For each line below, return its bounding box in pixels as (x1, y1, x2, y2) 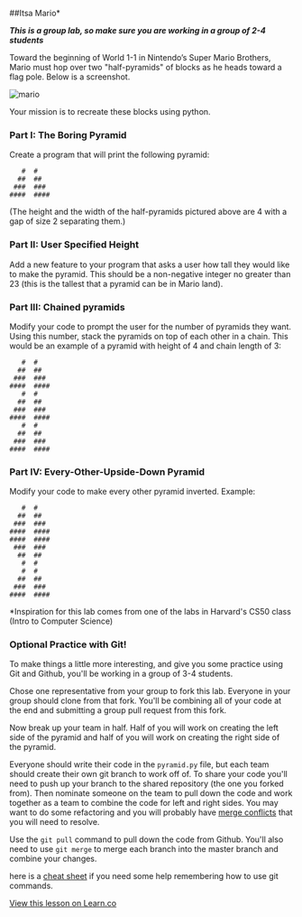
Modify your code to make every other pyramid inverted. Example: (9, 486, 256, 497)
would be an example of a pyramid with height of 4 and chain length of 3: (9, 340, 282, 351)
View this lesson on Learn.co (9, 898, 117, 909)
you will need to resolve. (9, 817, 100, 828)
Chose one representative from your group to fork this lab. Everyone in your (9, 686, 291, 697)
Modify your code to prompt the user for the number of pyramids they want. (9, 320, 291, 332)
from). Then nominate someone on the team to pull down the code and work (9, 788, 293, 799)
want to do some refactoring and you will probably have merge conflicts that (9, 807, 293, 818)
